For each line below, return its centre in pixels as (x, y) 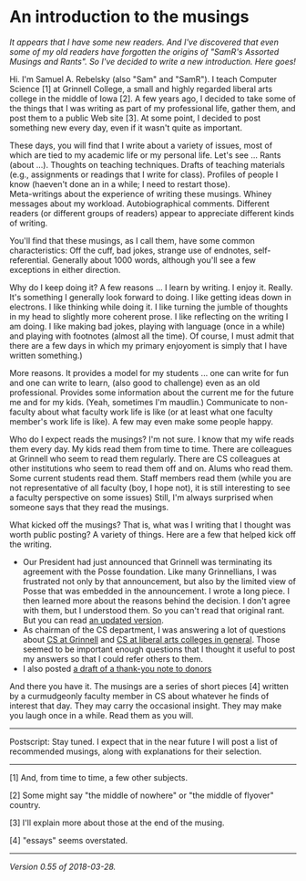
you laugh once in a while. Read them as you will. (102, 715)
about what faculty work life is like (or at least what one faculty (155, 412)
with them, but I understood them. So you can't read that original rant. (153, 610)
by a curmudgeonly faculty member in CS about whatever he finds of (139, 696)
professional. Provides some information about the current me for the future (152, 392)
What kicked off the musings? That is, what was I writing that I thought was (150, 524)
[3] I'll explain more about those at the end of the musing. (117, 823)
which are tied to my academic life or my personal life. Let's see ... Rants (145, 155)
